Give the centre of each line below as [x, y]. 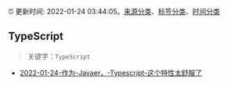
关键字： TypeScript [59, 56]
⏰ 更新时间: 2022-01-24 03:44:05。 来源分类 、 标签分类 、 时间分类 [114, 11]
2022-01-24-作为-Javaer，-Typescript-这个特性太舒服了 [110, 73]
